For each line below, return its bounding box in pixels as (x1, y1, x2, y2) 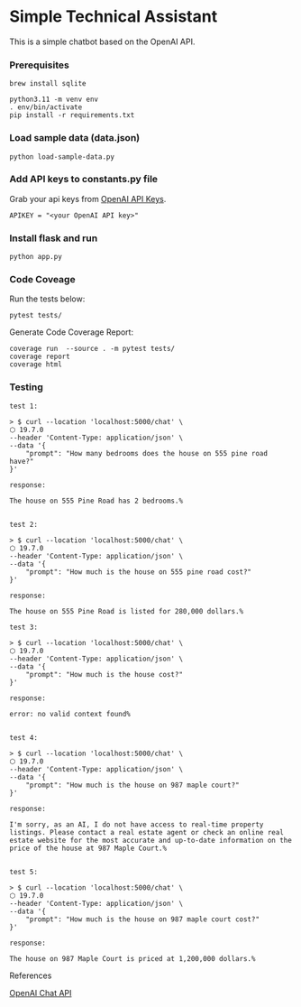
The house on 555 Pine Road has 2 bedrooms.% (9, 496, 183, 505)
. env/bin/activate (9, 103, 83, 112)
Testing (9, 381, 43, 393)
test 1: (9, 402, 39, 411)
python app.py (9, 253, 63, 262)
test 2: (9, 520, 39, 529)
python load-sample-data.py (9, 152, 115, 162)
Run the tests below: (9, 293, 86, 304)
